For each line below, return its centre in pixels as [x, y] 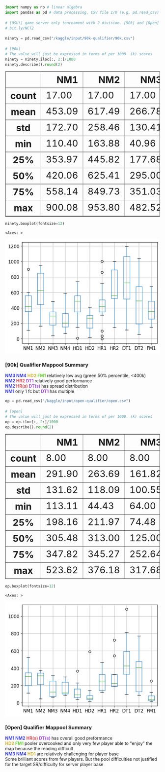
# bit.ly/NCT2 [20, 28]
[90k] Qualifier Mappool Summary [47, 365]
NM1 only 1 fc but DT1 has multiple [40, 391]
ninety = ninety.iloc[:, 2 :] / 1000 [41, 59]
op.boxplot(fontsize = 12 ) [30, 586]
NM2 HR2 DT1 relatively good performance [49, 381]
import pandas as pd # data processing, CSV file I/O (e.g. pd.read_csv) [82, 12]
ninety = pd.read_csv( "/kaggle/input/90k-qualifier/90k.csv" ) [70, 38]
